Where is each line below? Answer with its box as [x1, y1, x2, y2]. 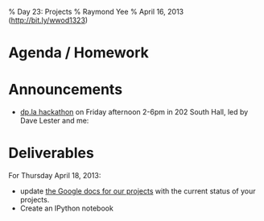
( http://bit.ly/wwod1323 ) [8, 15, 89, 25]
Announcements [8, 81, 123, 99]
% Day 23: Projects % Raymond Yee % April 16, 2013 [8, 7, 184, 16]
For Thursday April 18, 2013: [8, 171, 101, 181]
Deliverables [8, 144, 94, 162]
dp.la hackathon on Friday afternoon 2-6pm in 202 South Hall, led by [19, 107, 249, 117]
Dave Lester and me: [19, 116, 89, 126]
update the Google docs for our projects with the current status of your [19, 186, 256, 196]
